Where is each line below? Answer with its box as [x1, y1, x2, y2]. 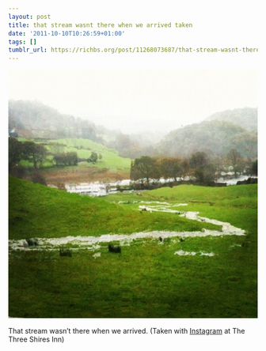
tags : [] [8, 38, 37, 46]
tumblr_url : [8, 46, 47, 55]
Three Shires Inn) [8, 334, 65, 344]
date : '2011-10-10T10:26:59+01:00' [8, 29, 126, 37]
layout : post [8, 13, 51, 21]
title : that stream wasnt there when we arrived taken [8, 21, 193, 29]
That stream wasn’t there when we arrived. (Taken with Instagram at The [8, 326, 245, 336]
